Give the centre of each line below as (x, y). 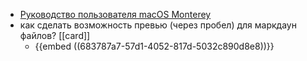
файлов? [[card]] (55, 35)
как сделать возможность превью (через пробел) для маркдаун (158, 25)
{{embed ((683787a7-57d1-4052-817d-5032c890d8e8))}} (154, 46)
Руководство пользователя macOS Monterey (115, 14)
